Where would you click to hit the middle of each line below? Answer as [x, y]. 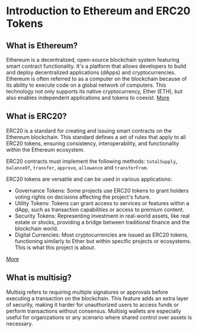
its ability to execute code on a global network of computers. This [86, 85]
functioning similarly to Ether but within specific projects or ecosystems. [103, 241]
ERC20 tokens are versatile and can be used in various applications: [89, 179]
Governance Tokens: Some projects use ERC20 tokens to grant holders [102, 190]
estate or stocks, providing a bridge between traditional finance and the [102, 222]
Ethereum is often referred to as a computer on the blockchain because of [97, 79]
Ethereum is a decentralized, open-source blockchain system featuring [93, 60]
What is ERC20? [36, 116]
